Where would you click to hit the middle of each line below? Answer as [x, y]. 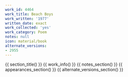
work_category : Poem [26, 32]
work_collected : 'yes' [28, 28]
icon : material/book [26, 41]
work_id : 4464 [20, 10]
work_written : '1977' [27, 19]
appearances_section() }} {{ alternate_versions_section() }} [64, 69]
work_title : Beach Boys [29, 14]
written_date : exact [26, 23]
